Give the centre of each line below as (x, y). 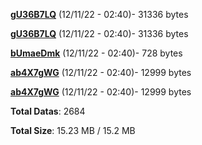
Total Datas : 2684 (48, 111)
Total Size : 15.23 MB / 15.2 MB (73, 130)
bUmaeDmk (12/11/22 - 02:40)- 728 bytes (96, 53)
